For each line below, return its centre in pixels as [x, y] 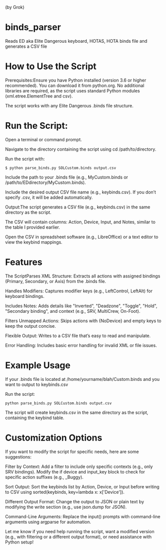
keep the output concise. [30, 326]
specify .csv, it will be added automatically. [49, 197]
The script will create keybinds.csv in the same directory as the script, [77, 412]
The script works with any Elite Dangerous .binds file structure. [69, 105]
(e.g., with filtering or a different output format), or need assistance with [79, 537]
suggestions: [18, 457]
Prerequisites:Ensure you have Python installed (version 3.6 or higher [76, 80]
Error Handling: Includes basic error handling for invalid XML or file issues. [81, 345]
